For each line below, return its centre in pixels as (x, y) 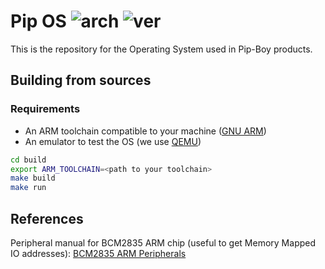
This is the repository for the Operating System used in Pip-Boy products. (161, 49)
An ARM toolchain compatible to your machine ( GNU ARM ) (145, 131)
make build (33, 178)
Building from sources (81, 80)
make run (28, 188)
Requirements (45, 109)
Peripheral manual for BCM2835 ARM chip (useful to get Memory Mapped (163, 242)
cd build (28, 160)
